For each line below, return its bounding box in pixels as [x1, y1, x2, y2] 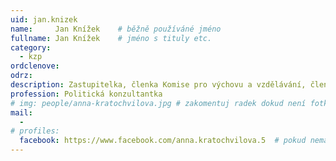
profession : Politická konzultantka [10, 89, 163, 99]
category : [10, 42, 52, 53]
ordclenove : [10, 61, 60, 71]
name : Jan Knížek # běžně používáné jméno [10, 24, 222, 34]
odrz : [10, 71, 33, 81]
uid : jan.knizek [10, 14, 78, 25]
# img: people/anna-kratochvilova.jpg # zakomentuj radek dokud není [10, 98, 307, 108]
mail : [10, 107, 33, 118]
